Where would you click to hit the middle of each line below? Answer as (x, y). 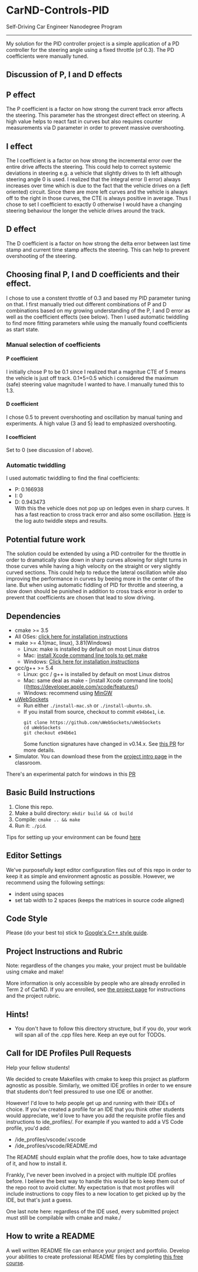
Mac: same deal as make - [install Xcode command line (90, 681)
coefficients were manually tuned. (47, 56)
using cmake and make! (35, 972)
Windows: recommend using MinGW (68, 693)
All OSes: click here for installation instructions (71, 637)
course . (15, 1263)
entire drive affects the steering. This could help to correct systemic (88, 166)
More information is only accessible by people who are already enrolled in (96, 983)
